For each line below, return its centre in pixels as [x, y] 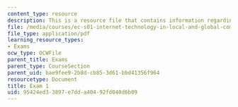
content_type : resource [42, 14]
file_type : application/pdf [49, 33]
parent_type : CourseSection [49, 66]
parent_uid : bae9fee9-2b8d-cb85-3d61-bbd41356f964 [84, 73]
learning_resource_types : [45, 40]
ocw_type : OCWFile [34, 53]
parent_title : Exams [38, 60]
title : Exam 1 [28, 86]
